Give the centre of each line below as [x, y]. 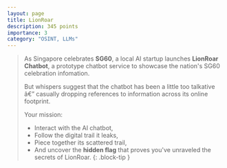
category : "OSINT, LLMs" [43, 39]
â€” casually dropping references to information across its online [116, 94]
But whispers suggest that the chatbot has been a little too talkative [119, 87]
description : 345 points [43, 26]
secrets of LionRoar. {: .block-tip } [82, 157]
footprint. [37, 101]
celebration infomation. [57, 74]
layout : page [26, 13]
